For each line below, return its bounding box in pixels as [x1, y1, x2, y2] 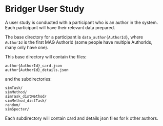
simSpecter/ [5, 107, 29, 111]
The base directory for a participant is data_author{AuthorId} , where [5, 34, 143, 40]
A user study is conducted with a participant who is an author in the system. [5, 19, 158, 25]
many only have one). [5, 44, 49, 50]
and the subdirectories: [5, 76, 52, 82]
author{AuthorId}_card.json [5, 63, 62, 68]
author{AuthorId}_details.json [5, 67, 69, 72]
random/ [5, 102, 21, 108]
